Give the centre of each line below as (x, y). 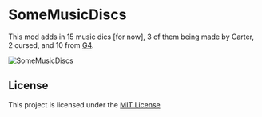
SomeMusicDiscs (67, 15)
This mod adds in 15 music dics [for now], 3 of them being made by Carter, (131, 37)
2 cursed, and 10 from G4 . (51, 45)
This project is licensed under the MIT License (85, 104)
